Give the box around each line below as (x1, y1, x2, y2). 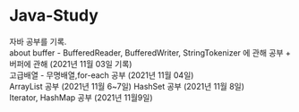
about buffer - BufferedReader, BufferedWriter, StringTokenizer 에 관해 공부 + (9, 47, 291, 58)
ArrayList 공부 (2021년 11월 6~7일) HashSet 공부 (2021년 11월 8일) (9, 81, 244, 91)
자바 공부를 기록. (9, 36, 67, 47)
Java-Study (9, 5, 98, 26)
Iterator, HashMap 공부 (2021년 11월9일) (9, 91, 154, 103)
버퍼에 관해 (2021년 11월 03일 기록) (9, 58, 132, 69)
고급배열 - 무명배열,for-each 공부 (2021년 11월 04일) (9, 69, 194, 81)
